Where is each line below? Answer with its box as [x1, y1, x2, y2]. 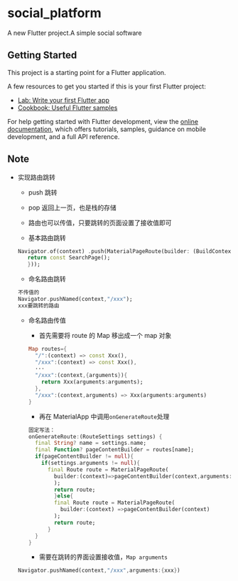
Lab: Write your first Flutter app [17, 96, 110, 104]
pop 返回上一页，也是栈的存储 [28, 203, 117, 212]
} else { [53, 493, 73, 500]
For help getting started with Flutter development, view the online [7, 117, 199, 125]
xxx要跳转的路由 [17, 302, 60, 309]
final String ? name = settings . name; [34, 440, 147, 447]
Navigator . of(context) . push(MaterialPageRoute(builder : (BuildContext [17, 247, 234, 254]
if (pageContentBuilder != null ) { [34, 453, 134, 461]
